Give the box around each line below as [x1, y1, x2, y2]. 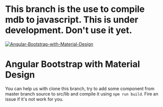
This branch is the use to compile [5, 3, 145, 15]
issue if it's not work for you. [5, 96, 64, 102]
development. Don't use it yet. [5, 25, 133, 36]
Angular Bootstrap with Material [5, 59, 140, 70]
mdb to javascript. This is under [5, 14, 139, 25]
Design [5, 69, 35, 81]
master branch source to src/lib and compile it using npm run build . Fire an [5, 91, 159, 97]
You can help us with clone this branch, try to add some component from [5, 86, 155, 92]
